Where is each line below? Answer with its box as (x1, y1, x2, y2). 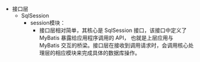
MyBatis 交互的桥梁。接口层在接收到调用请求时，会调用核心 (39, 42, 189, 49)
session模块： (30, 19, 65, 26)
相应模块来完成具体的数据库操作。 (55, 49, 141, 56)
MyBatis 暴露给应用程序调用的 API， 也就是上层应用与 (39, 34, 174, 41)
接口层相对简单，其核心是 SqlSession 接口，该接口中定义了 (39, 26, 187, 34)
